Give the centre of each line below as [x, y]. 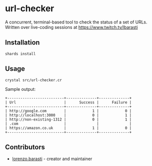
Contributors [25, 147]
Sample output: [20, 89]
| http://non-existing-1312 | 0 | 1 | [68, 119]
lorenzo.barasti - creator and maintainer [52, 159]
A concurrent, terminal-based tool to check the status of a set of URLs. [76, 22]
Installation [22, 43]
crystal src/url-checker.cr [34, 80]
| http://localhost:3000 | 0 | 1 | [68, 115]
